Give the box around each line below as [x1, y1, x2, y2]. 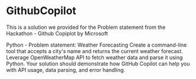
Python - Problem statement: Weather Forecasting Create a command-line [6, 41, 187, 48]
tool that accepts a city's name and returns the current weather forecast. [6, 47, 183, 54]
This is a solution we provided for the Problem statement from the [6, 24, 166, 31]
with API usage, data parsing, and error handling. [6, 66, 126, 73]
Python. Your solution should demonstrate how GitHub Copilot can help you [6, 60, 190, 67]
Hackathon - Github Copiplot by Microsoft [6, 29, 108, 37]
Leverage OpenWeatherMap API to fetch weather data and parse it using [6, 54, 183, 61]
